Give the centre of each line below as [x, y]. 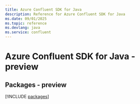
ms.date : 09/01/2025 [26, 19]
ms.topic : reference [26, 23]
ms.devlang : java [23, 28]
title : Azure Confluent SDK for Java [43, 10]
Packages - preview [36, 85]
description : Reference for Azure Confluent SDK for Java [65, 14]
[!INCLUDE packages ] [27, 96]
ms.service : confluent [28, 32]
